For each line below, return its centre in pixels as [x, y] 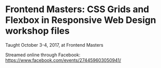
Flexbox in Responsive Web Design [81, 20]
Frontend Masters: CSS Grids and [77, 9]
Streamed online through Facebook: [43, 55]
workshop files [38, 31]
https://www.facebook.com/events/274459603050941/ [63, 60]
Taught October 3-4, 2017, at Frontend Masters [54, 45]
